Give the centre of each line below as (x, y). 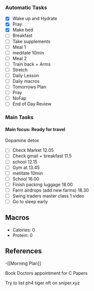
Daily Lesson (25, 75)
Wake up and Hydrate (35, 19)
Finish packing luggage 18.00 (42, 184)
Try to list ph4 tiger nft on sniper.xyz (42, 283)
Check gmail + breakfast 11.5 (42, 156)
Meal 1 (19, 47)
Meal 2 (19, 58)
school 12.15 (25, 162)
